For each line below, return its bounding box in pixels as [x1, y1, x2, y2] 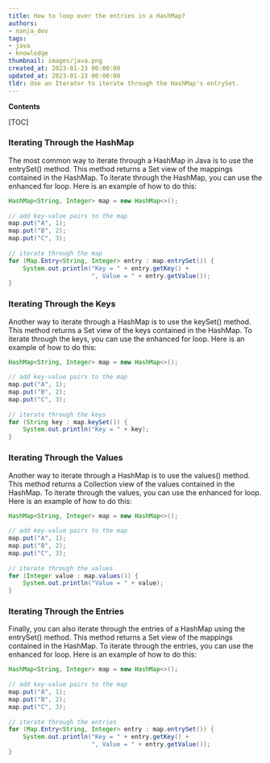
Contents [8, 102, 40, 111]
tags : [8, 34, 27, 43]
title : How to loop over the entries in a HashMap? [8, 11, 185, 20]
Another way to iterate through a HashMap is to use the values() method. [8, 470, 251, 480]
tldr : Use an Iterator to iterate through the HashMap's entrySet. [8, 79, 240, 87]
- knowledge [8, 49, 48, 57]
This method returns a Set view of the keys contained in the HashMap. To [8, 325, 252, 335]
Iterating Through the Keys [8, 298, 116, 310]
